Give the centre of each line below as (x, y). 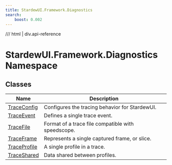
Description (104, 99)
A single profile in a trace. (74, 147)
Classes (18, 84)
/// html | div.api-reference (33, 34)
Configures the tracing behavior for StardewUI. (100, 107)
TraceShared (24, 155)
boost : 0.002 (28, 19)
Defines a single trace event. (78, 115)
